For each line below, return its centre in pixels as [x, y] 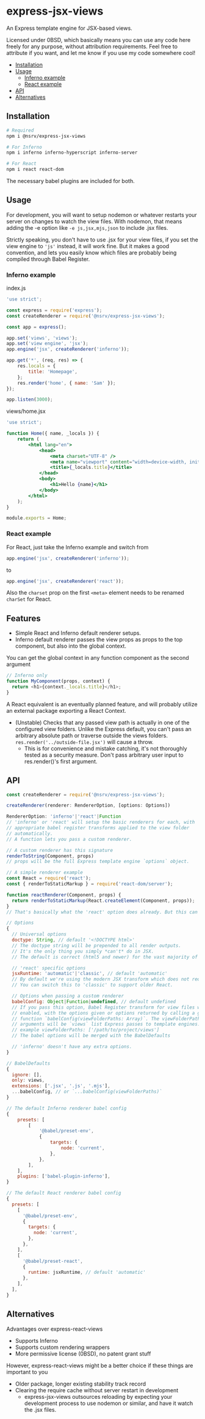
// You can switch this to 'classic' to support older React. [92, 985]
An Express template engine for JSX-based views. [69, 28]
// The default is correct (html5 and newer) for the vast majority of [105, 957]
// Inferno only [27, 676]
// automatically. [30, 834]
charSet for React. [29, 599]
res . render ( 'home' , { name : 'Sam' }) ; [67, 383]
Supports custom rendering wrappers [62, 1347]
